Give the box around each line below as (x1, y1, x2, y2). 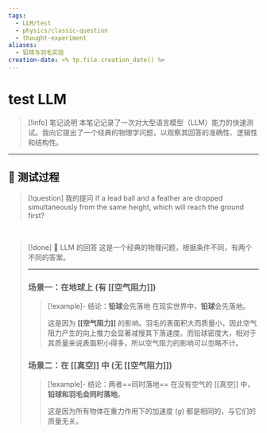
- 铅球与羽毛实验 (15, 49, 64, 57)
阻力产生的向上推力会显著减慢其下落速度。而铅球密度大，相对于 (47, 328, 257, 337)
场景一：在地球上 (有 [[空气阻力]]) (27, 282, 157, 293)
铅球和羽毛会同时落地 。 (47, 389, 125, 399)
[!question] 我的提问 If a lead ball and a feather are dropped (27, 193, 223, 203)
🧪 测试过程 (8, 170, 60, 184)
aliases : (8, 41, 37, 49)
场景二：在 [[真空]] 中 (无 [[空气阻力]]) (27, 360, 172, 371)
